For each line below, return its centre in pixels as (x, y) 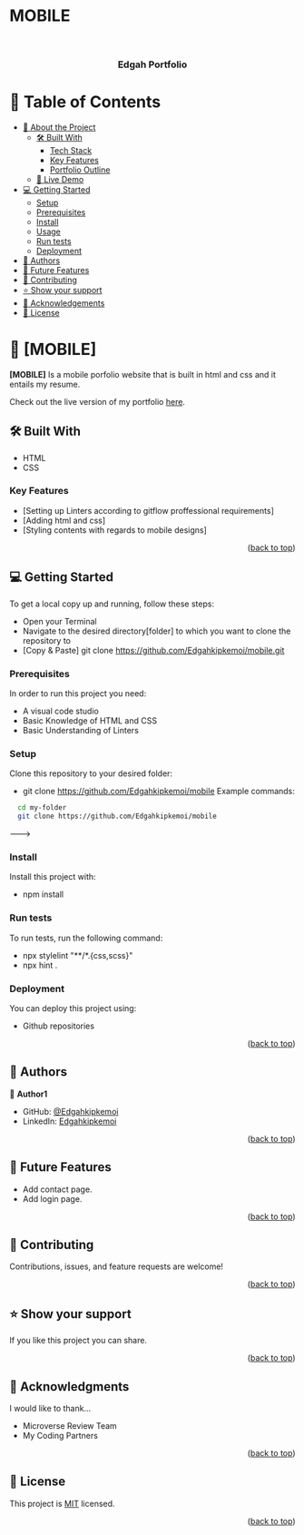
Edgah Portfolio (152, 64)
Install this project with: (53, 877)
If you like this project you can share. (78, 1341)
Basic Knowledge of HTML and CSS (89, 720)
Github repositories (59, 1026)
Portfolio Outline (80, 170)
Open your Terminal (59, 621)
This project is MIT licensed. (62, 1503)
